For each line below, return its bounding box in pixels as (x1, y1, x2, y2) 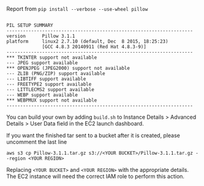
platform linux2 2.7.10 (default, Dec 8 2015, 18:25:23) (6, 39, 168, 45)
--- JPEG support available (6, 60, 78, 66)
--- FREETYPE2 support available (6, 81, 92, 87)
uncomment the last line (6, 138, 67, 146)
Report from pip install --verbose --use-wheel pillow (6, 6, 148, 12)
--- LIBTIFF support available (6, 76, 86, 82)
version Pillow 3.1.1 (6, 33, 75, 39)
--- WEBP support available (6, 92, 78, 98)
